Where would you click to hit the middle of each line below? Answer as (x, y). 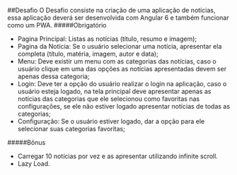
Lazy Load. (34, 164)
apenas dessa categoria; (53, 76)
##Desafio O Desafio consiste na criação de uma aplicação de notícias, (111, 10)
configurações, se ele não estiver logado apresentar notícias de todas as (124, 106)
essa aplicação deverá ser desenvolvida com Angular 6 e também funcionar (118, 18)
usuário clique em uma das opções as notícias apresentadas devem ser (122, 69)
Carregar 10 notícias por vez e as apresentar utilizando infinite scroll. (117, 156)
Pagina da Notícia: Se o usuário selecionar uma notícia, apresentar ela (120, 46)
